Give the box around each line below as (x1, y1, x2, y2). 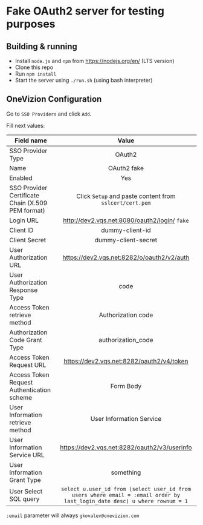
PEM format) (9, 206, 45, 214)
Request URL (9, 360, 47, 369)
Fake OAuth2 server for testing (6, 4, 165, 18)
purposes (6, 17, 56, 31)
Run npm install (14, 70, 57, 77)
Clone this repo (14, 64, 53, 71)
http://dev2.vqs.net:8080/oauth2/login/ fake (63, 216, 189, 225)
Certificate (9, 191, 39, 199)
